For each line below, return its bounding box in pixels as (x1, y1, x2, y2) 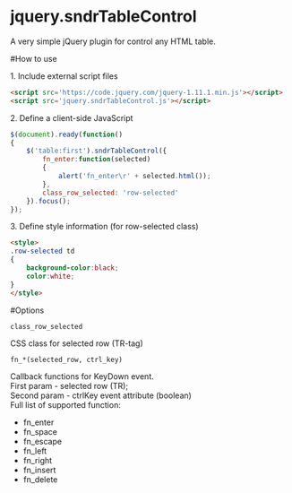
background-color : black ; (26, 264, 119, 272)
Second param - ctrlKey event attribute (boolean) (10, 390, 192, 401)
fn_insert (22, 464, 56, 475)
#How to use (10, 53, 57, 64)
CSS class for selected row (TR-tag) (10, 338, 144, 349)
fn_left (22, 445, 47, 456)
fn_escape (22, 436, 62, 446)
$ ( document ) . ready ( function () (10, 130, 124, 139)
